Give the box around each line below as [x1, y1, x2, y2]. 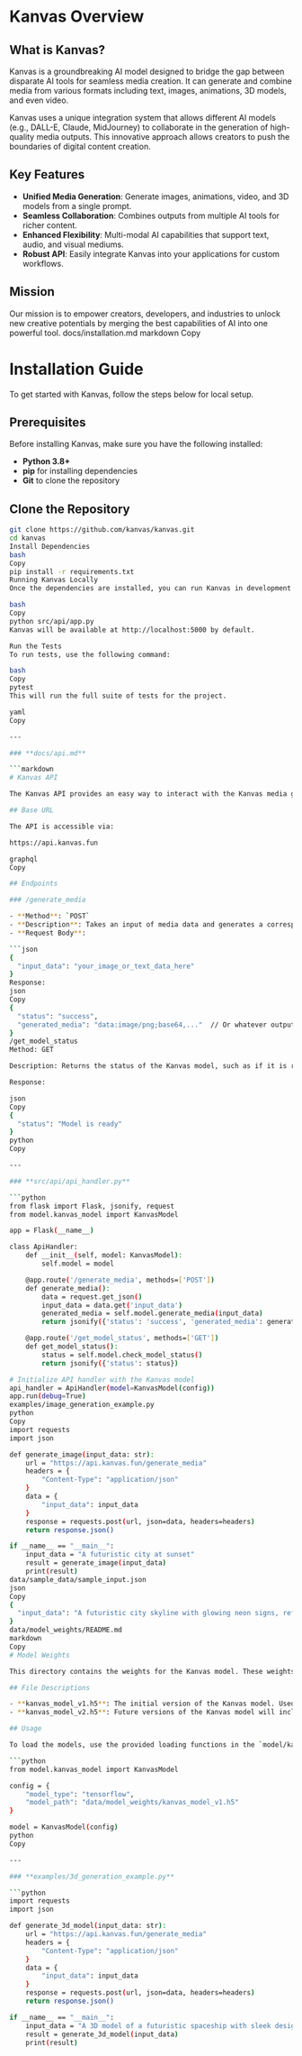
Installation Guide [9, 359, 144, 379]
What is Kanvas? [9, 42, 106, 58]
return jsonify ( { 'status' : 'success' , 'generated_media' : [41, 1318, 263, 1327]
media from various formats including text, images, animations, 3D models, [9, 86, 288, 96]
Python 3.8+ [22, 456, 70, 467]
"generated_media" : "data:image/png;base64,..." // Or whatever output [17, 1020, 296, 1029]
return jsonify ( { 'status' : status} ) [41, 1358, 179, 1367]
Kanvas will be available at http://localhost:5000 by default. [9, 625, 255, 635]
